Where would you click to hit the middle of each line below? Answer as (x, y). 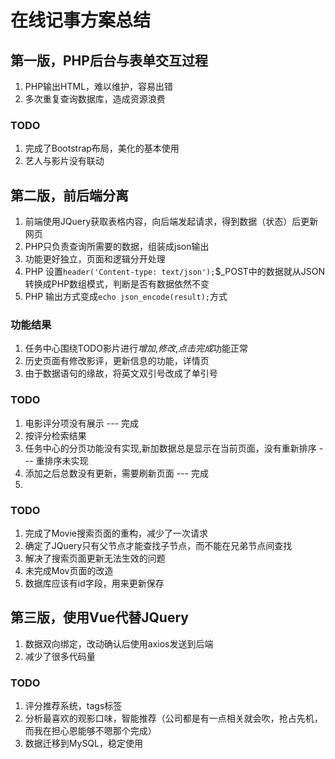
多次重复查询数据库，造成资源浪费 (95, 99)
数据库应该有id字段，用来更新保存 (94, 583)
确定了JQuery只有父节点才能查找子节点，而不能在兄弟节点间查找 (158, 545)
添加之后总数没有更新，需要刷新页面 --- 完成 (116, 473)
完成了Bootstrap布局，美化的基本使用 (102, 148)
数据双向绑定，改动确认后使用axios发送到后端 (119, 643)
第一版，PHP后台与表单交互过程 (109, 60)
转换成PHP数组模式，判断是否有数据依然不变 (117, 284)
